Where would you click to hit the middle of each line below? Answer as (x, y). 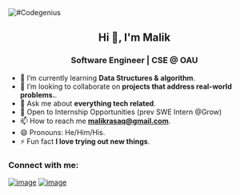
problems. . (38, 94)
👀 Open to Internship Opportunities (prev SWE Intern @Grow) (121, 112)
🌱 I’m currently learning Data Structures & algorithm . (108, 78)
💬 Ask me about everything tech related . (88, 103)
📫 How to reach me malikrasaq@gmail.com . (95, 121)
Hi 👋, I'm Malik (134, 38)
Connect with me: (44, 165)
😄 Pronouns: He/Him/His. (62, 132)
